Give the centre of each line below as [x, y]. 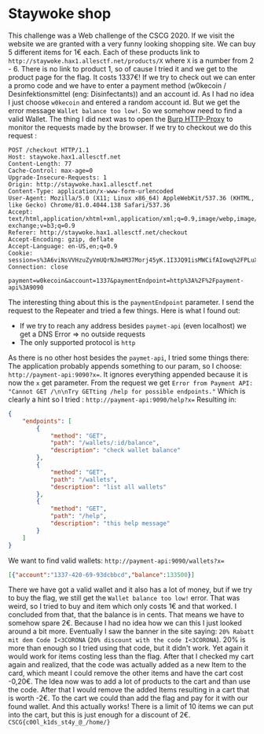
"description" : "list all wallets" [108, 487]
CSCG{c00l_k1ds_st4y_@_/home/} [59, 723]
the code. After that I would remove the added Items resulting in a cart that [129, 690]
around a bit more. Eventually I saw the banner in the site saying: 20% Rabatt [131, 631]
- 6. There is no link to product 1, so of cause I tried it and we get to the [123, 68]
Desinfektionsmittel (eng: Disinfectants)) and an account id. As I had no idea [131, 94]
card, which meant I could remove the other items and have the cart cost [126, 673]
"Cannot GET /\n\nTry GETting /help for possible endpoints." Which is [127, 391]
